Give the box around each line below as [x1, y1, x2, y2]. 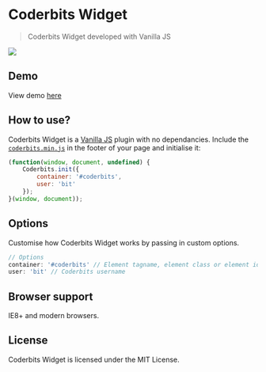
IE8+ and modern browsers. [8, 311, 100, 321]
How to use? [8, 113, 71, 127]
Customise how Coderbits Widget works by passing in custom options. [8, 237, 240, 247]
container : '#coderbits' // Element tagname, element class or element [8, 260, 249, 268]
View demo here [8, 90, 62, 100]
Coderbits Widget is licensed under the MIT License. [8, 355, 180, 364]
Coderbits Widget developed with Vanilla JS [27, 32, 172, 41]
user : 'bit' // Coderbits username [8, 268, 126, 276]
